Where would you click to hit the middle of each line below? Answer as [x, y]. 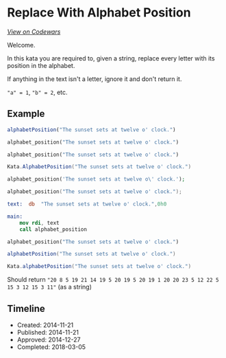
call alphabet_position [53, 229]
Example [26, 114]
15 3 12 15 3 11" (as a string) [50, 287]
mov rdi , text [39, 223]
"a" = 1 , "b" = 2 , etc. [37, 92]
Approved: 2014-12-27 [49, 339]
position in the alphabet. [41, 65]
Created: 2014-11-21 [45, 325]
